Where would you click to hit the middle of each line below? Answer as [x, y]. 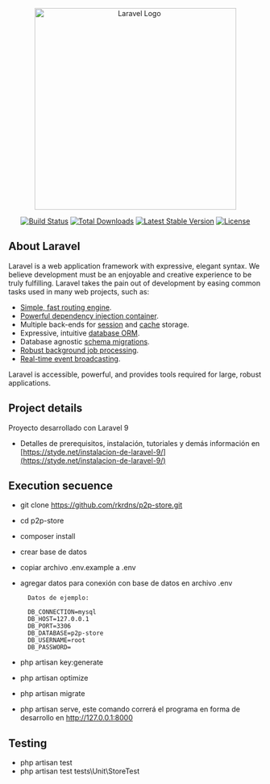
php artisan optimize [54, 678]
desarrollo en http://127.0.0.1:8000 [76, 718]
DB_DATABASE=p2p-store [66, 633]
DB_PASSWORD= [50, 648]
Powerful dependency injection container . [89, 315]
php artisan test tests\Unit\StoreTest [79, 771]
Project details [46, 409]
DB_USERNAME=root [57, 640]
